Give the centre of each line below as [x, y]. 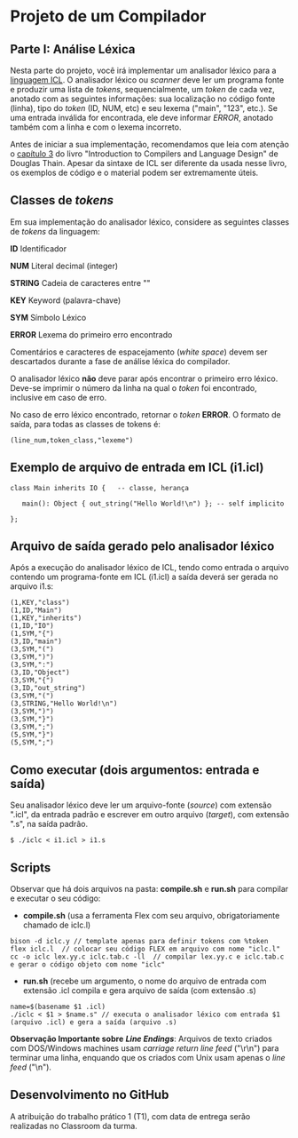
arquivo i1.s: [32, 586]
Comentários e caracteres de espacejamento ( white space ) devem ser [139, 352]
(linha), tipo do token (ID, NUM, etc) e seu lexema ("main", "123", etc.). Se [144, 108]
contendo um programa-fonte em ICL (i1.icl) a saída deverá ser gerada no [144, 577]
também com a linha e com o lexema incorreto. [96, 127]
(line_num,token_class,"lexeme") [72, 440]
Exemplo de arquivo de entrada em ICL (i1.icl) [137, 468]
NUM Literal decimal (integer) [64, 266]
